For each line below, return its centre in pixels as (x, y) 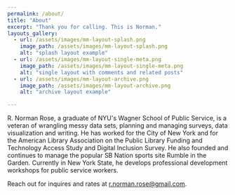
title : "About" (29, 20)
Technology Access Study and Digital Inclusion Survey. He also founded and (118, 148)
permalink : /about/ (36, 14)
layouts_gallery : (33, 33)
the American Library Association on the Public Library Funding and (105, 140)
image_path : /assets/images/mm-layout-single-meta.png (102, 66)
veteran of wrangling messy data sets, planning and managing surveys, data (117, 126)
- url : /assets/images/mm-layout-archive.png (81, 79)
